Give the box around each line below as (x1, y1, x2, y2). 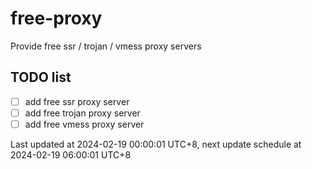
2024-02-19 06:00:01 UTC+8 (10, 148, 132, 161)
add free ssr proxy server (24, 95, 130, 107)
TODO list (10, 69, 72, 86)
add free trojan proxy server (24, 107, 141, 119)
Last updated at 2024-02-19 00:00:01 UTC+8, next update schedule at (10, 138, 302, 150)
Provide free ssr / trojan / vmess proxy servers (10, 40, 202, 52)
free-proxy (10, 7, 103, 30)
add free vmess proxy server (24, 118, 145, 130)
